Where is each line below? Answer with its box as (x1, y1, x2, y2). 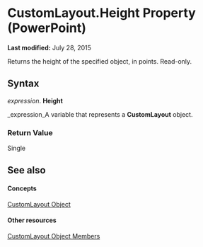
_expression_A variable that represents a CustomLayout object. (7, 110, 193, 118)
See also (7, 164, 46, 176)
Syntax (7, 78, 40, 90)
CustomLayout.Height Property (7, 5, 196, 21)
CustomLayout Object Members (7, 231, 100, 240)
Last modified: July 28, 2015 (7, 43, 92, 52)
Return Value (7, 127, 53, 137)
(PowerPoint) (7, 20, 87, 36)
